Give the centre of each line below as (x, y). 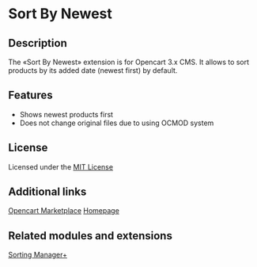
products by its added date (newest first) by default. (93, 71)
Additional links (47, 192)
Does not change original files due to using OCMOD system (117, 123)
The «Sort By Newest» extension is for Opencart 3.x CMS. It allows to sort (129, 62)
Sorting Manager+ (38, 255)
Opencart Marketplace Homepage (64, 211)
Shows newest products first (66, 114)
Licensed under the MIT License (60, 166)
